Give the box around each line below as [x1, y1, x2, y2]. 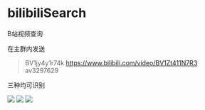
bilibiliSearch [7, 5, 87, 21]
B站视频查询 [7, 29, 43, 38]
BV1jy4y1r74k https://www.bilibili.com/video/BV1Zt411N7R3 [24, 58, 198, 67]
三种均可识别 [7, 80, 45, 89]
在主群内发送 [7, 44, 45, 53]
